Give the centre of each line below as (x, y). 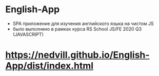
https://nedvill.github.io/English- (77, 55)
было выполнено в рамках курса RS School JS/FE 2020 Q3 (77, 29)
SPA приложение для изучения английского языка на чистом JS (83, 23)
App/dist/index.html (49, 66)
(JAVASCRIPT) (28, 34)
